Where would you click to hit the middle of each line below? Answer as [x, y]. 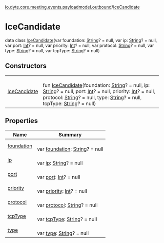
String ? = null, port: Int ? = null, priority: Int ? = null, [99, 91]
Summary [70, 135]
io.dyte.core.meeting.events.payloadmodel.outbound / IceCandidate [72, 7]
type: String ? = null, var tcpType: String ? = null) [52, 50]
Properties [21, 121]
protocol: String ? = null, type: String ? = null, [92, 97]
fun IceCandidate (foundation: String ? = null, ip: [96, 85]
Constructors [26, 66]
